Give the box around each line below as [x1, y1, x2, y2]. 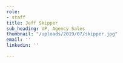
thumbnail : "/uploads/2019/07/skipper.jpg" [6, 31, 118, 37]
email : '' [6, 37, 32, 43]
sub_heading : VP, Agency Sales [6, 25, 85, 32]
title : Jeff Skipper [6, 20, 59, 26]
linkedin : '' [6, 43, 39, 49]
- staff [6, 14, 26, 20]
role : [6, 8, 20, 15]
